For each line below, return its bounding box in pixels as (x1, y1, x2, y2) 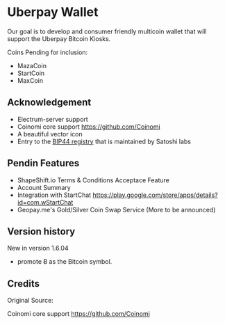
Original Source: (7, 296, 53, 305)
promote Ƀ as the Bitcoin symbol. (17, 257, 112, 266)
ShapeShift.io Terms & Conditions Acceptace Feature (17, 175, 170, 184)
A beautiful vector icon (17, 129, 83, 138)
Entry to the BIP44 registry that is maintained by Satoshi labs (17, 137, 192, 145)
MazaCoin (17, 61, 47, 70)
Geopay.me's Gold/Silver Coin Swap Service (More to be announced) (17, 205, 216, 214)
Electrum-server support (17, 115, 88, 123)
